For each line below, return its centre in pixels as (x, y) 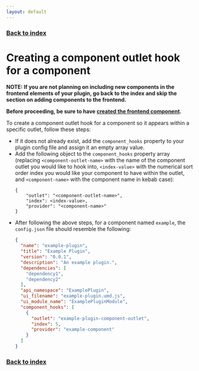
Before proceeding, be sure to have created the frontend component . (94, 111)
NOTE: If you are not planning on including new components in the (91, 87)
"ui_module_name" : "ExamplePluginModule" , (74, 302)
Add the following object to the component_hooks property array (92, 154)
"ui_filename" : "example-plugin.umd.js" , (73, 296)
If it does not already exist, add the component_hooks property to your (99, 141)
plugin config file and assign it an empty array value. (80, 147)
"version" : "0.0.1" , (46, 257)
